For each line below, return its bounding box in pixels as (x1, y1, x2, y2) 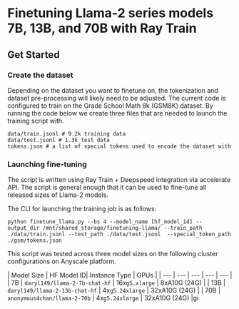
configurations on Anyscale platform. (7, 257, 116, 265)
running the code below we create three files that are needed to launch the (7, 108, 228, 117)
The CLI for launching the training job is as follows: (7, 205, 157, 213)
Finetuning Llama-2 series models (7, 5, 214, 21)
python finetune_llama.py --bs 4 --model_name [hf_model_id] (7, 218, 193, 226)
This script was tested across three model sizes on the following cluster (7, 250, 218, 258)
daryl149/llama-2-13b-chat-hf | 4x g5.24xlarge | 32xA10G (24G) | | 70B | (7, 286, 221, 295)
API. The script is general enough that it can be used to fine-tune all (7, 183, 207, 192)
